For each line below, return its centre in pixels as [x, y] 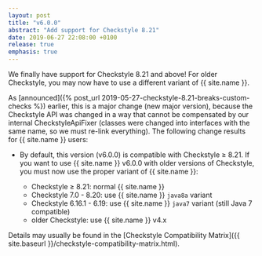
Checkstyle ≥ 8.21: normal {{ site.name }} [98, 187]
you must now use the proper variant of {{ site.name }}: [109, 171]
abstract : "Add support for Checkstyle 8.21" [84, 30]
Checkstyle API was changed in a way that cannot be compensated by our [129, 114]
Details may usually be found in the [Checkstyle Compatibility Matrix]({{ [124, 235]
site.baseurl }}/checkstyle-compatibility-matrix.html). [94, 243]
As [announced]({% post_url [54, 98]
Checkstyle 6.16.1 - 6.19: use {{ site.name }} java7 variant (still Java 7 [142, 203]
